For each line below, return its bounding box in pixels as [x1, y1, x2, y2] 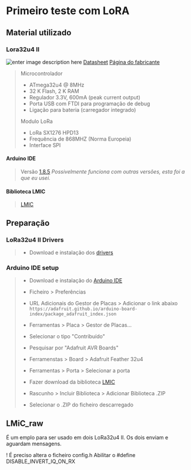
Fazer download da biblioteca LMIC [29, 378, 116, 386]
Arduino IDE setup [6, 264, 59, 272]
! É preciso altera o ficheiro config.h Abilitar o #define [6, 452, 136, 459]
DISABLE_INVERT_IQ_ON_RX [6, 458, 75, 465]
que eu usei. [20, 175, 51, 182]
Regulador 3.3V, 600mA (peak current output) [29, 94, 140, 101]
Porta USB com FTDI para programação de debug [29, 100, 150, 107]
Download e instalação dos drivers [29, 249, 113, 256]
